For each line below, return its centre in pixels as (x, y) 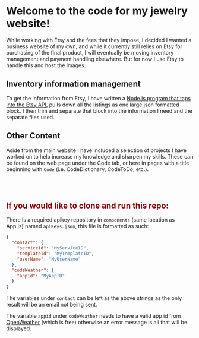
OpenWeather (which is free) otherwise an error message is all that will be (97, 323)
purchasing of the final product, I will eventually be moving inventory (90, 52)
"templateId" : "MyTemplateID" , (56, 254)
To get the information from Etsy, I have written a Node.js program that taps (99, 98)
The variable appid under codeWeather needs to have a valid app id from (94, 316)
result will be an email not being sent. (52, 305)
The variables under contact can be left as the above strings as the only (94, 298)
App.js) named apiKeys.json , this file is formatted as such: (78, 226)
